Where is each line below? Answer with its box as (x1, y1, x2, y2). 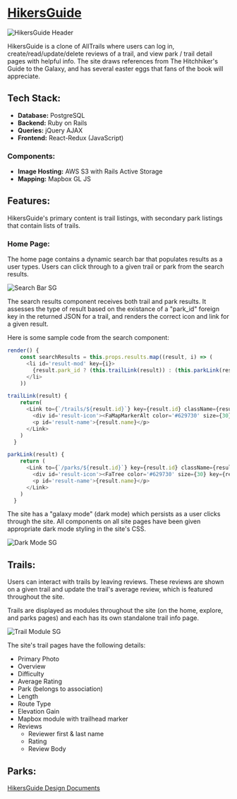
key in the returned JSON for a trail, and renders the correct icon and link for (7, 312, 229, 321)
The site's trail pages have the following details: (7, 641, 146, 649)
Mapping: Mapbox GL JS (17, 175, 92, 183)
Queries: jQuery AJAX (17, 126, 83, 135)
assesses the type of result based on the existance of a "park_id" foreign (7, 305, 220, 313)
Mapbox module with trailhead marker (17, 714, 128, 724)
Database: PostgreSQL (17, 111, 85, 119)
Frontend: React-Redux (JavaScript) (17, 133, 124, 142)
